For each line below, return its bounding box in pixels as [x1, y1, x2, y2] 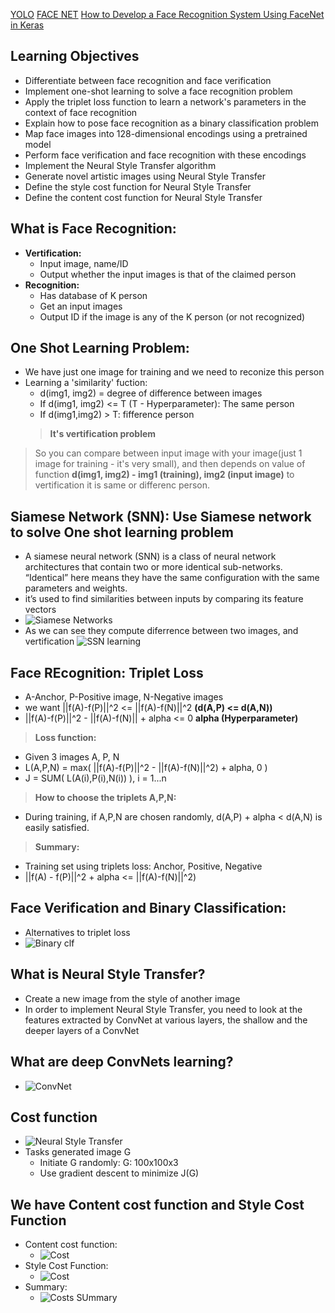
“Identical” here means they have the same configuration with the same [24, 572, 320, 584]
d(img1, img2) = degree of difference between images [39, 387, 263, 399]
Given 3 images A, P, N [24, 751, 120, 763]
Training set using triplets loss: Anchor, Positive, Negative [24, 860, 263, 873]
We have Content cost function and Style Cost [10, 1196, 305, 1213]
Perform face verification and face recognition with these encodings [24, 149, 307, 161]
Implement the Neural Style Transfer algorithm [24, 159, 217, 171]
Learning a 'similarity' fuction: [24, 377, 148, 389]
